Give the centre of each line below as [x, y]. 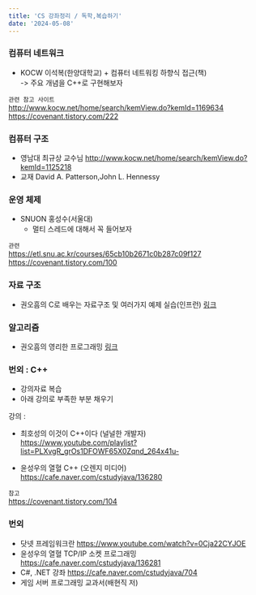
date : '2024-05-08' [41, 24]
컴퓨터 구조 [29, 139]
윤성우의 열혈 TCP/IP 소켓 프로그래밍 [78, 554]
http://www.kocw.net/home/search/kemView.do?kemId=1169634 [116, 107]
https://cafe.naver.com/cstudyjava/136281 [90, 563]
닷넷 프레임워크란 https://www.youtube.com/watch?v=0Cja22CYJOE [133, 543]
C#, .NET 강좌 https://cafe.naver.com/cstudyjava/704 [109, 572]
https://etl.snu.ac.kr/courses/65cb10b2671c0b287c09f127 [105, 254]
